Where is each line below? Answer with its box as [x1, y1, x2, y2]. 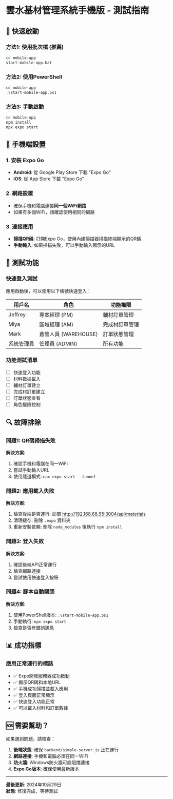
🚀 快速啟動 [6, 27, 39, 35]
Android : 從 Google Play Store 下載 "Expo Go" [13, 169, 111, 176]
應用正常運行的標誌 [6, 660, 53, 667]
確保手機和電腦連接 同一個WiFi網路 [13, 202, 87, 208]
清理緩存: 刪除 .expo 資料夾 [13, 517, 71, 523]
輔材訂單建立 [13, 382, 41, 388]
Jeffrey [8, 311, 26, 318]
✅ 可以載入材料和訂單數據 [13, 705, 68, 711]
